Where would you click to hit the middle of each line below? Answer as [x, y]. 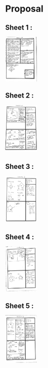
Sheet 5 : [19, 306]
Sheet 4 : [20, 237]
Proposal [25, 9]
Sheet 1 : [19, 28]
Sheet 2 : [19, 96]
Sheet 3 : [20, 167]
